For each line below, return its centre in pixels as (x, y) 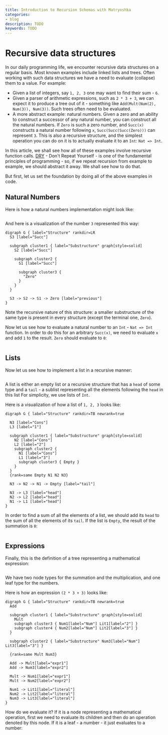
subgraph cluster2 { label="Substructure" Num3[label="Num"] (75, 641)
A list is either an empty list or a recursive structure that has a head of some (83, 384)
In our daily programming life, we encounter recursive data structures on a (82, 67)
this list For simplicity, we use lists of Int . (48, 395)
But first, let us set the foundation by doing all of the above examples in (79, 176)
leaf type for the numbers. (32, 583)
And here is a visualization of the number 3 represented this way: (72, 223)
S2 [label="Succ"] (33, 250)
